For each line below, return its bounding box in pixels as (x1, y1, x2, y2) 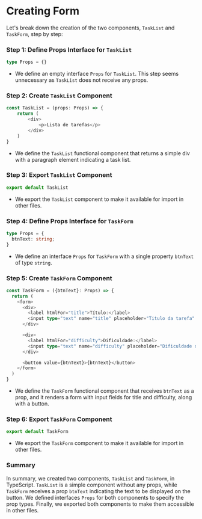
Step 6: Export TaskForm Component (6, 415, 112, 423)
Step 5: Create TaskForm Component (6, 274, 112, 282)
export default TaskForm (6, 429, 69, 435)
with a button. (14, 400, 49, 407)
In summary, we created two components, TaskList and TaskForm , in (6, 474, 175, 482)
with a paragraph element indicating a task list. (14, 156, 131, 163)
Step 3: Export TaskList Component (6, 171, 112, 179)
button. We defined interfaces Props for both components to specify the (6, 494, 185, 501)
